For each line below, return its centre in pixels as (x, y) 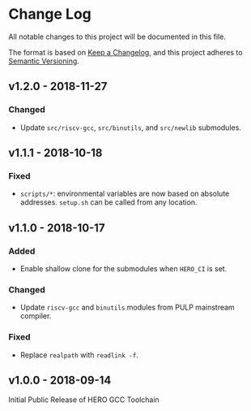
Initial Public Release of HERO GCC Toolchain (84, 400)
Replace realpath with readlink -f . (79, 355)
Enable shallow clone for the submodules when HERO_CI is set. (123, 268)
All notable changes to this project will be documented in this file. (117, 37)
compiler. (36, 316)
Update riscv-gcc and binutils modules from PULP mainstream (127, 307)
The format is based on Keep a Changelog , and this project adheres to (125, 52)
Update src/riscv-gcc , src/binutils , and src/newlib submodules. (130, 128)
